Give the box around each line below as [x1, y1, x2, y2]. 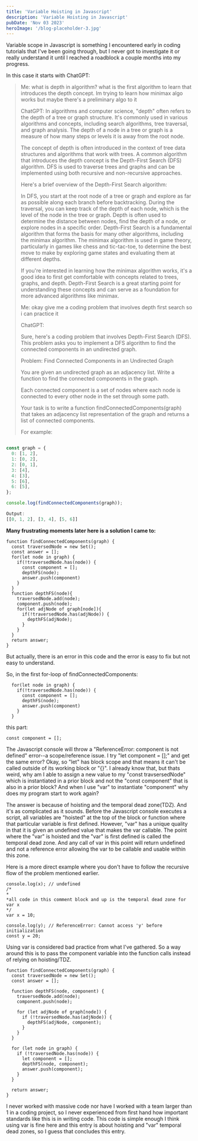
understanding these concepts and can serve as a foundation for [20, 286, 179, 293]
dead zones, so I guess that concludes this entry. [6, 1127, 126, 1134]
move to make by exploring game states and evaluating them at [20, 249, 176, 256]
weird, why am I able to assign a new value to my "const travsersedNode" [6, 771, 186, 778]
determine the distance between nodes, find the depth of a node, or [20, 218, 186, 225]
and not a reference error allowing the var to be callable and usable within [6, 845, 186, 852]
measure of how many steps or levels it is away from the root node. [20, 133, 185, 140]
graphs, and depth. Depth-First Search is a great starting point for [20, 280, 181, 287]
